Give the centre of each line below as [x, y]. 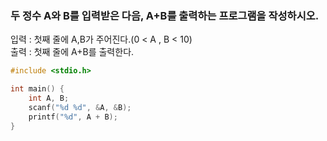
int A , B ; [49, 98]
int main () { [37, 89]
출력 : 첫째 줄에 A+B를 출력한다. [72, 52]
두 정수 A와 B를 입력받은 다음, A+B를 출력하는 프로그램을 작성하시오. [165, 15]
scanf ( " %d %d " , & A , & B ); [80, 107]
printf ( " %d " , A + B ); [73, 117]
